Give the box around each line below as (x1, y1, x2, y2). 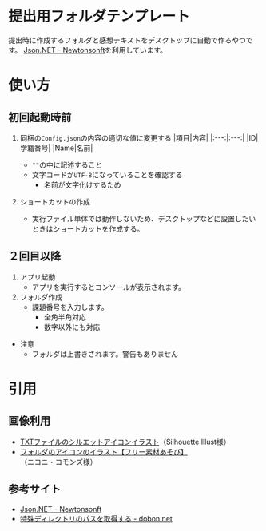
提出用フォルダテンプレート (8, 7, 190, 26)
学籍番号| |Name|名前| (19, 143, 93, 153)
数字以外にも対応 (43, 322, 101, 331)
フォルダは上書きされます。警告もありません (31, 349, 178, 359)
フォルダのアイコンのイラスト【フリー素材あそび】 (19, 446, 188, 456)
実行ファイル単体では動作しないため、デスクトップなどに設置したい (31, 213, 256, 224)
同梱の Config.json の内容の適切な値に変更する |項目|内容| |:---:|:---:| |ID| (19, 133, 259, 142)
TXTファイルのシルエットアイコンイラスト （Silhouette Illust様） (19, 437, 231, 446)
